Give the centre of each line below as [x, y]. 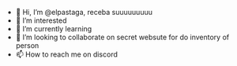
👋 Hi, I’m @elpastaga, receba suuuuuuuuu [84, 12]
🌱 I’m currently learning [54, 29]
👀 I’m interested [41, 20]
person [27, 46]
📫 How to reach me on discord [67, 54]
